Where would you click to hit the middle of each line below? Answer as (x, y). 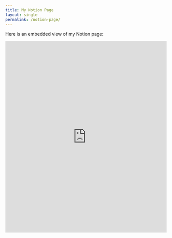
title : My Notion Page (29, 10)
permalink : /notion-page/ (33, 19)
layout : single (21, 15)
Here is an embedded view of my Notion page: (55, 34)
